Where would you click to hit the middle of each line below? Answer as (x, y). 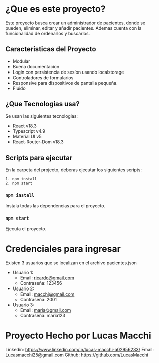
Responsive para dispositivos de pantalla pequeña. (65, 83)
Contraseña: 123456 (41, 283)
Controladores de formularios (43, 77)
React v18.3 (24, 126)
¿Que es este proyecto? (56, 9)
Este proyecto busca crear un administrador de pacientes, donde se (75, 23)
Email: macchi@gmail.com (47, 294)
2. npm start (19, 184)
